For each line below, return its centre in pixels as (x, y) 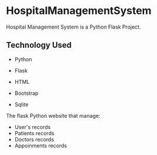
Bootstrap (26, 93)
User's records (33, 127)
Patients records (34, 133)
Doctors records (34, 139)
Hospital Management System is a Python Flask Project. (74, 27)
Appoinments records (41, 145)
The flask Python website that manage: (53, 115)
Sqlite (21, 104)
